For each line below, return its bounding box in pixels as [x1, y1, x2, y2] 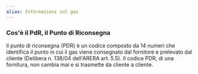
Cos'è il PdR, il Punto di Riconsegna [6, 28, 111, 36]
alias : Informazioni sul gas [6, 8, 79, 15]
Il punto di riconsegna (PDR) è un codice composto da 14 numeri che [6, 42, 175, 49]
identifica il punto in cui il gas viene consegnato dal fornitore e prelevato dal [6, 48, 193, 55]
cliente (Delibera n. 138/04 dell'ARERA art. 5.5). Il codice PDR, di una [6, 54, 174, 61]
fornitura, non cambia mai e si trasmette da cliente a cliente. [6, 61, 153, 68]
